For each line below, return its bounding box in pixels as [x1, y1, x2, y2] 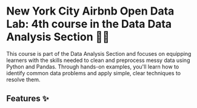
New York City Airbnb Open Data [6, 4, 175, 18]
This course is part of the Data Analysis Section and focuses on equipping [6, 50, 192, 57]
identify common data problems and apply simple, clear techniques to [6, 69, 181, 76]
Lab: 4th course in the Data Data [6, 17, 172, 31]
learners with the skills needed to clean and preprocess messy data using [6, 56, 190, 64]
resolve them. [6, 76, 41, 83]
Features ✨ [6, 93, 49, 104]
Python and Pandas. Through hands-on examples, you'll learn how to [6, 62, 179, 70]
